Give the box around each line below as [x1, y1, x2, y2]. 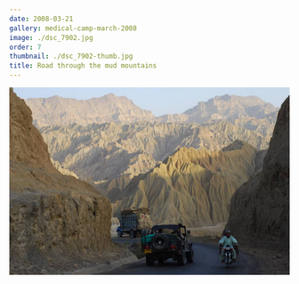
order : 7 [9, 43, 42, 52]
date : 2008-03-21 [9, 14, 74, 23]
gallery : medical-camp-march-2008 [9, 23, 138, 33]
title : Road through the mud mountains [9, 61, 158, 70]
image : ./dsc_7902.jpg [9, 33, 93, 42]
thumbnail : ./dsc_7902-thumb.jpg [9, 52, 133, 61]
